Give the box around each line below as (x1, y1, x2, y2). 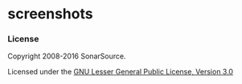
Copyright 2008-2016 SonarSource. (7, 51, 126, 61)
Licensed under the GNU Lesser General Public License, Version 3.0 (7, 67, 234, 77)
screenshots (7, 5, 93, 23)
